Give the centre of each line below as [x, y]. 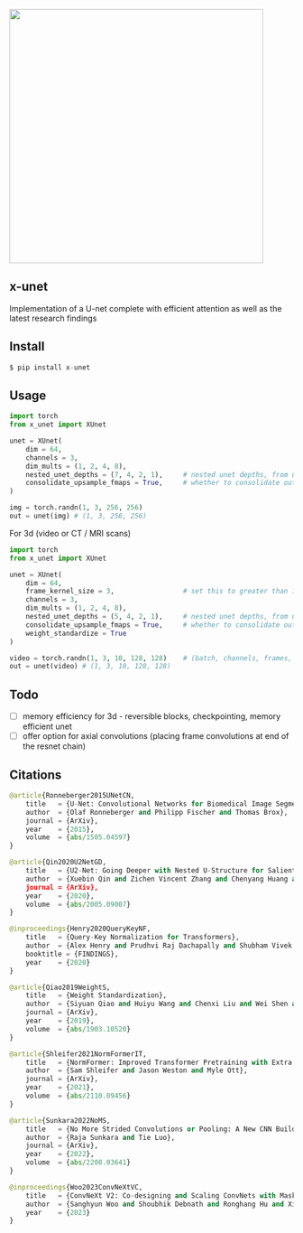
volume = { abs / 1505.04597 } [78, 837]
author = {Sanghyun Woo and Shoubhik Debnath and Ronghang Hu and [155, 1204]
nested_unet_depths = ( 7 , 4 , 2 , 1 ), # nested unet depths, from [157, 474]
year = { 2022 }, [60, 1154]
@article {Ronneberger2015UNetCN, [72, 796]
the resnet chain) [54, 746]
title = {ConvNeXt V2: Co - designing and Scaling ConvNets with [151, 1196]
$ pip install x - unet [50, 367]
